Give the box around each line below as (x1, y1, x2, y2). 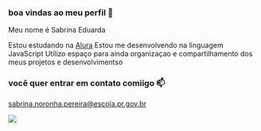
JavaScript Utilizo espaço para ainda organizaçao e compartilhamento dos (8, 49, 253, 59)
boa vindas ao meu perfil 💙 (8, 7, 114, 18)
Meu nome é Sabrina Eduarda (8, 25, 106, 35)
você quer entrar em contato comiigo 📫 (8, 78, 166, 89)
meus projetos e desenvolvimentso (8, 57, 123, 67)
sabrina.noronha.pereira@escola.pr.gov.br (8, 98, 147, 108)
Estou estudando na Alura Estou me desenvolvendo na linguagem (8, 40, 224, 50)
